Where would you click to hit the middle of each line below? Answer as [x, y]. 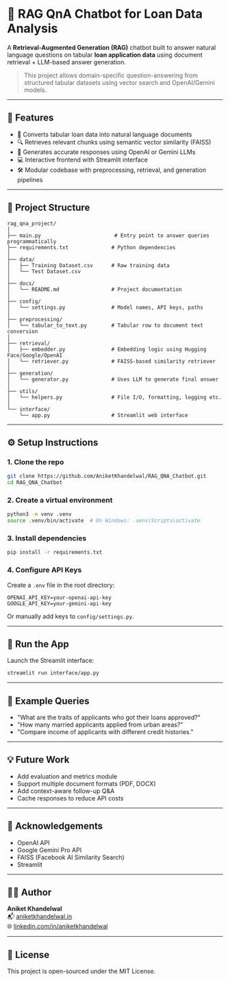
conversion [23, 331]
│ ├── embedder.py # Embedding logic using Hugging [107, 349]
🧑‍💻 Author [29, 893]
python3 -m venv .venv [39, 514]
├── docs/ [21, 284]
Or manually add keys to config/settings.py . [71, 616]
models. [35, 90]
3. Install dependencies [47, 538]
